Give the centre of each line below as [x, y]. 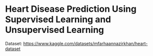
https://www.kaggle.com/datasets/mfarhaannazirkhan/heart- [85, 43]
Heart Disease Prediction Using [71, 9]
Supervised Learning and [58, 19]
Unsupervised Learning [55, 30]
